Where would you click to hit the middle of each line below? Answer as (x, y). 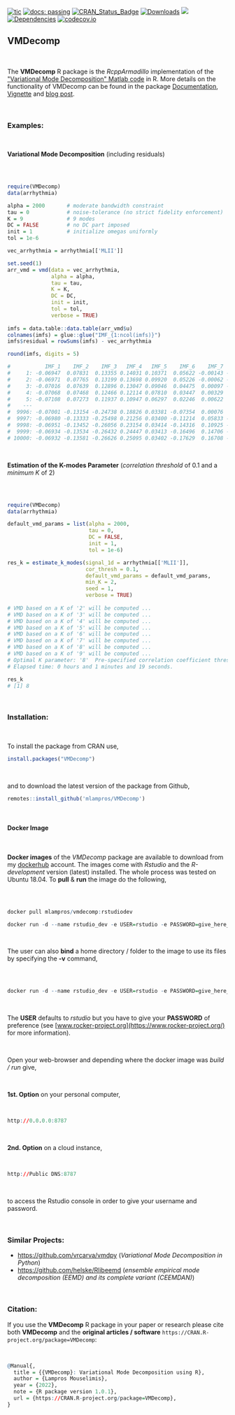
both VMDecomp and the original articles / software (84, 1332)
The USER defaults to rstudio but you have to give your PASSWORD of (109, 1018)
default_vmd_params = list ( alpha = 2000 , (69, 524)
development (26, 872)
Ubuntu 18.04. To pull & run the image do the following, (87, 879)
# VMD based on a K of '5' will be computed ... (79, 628)
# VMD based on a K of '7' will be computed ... (79, 641)
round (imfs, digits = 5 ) (43, 354)
